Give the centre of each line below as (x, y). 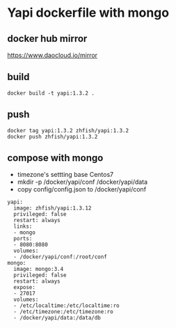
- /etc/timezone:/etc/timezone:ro (63, 312)
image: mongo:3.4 (39, 270)
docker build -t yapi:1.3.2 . (51, 93)
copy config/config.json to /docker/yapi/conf (82, 189)
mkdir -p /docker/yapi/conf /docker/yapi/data (82, 182)
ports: (23, 239)
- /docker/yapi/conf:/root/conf (61, 257)
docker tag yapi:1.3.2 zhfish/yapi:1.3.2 (68, 130)
